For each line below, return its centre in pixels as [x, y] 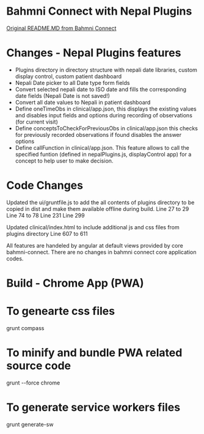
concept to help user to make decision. [64, 161]
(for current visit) [36, 122]
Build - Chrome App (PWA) [75, 283]
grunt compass [25, 328]
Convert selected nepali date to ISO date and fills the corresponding [101, 89]
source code [39, 366]
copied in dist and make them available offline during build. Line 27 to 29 [98, 208]
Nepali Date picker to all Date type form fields [72, 83]
